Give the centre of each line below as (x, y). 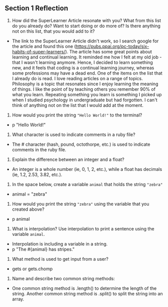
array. (18, 299)
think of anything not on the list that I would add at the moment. (78, 105)
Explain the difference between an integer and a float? (68, 159)
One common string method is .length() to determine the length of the (84, 288)
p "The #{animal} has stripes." (43, 249)
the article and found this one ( (44, 46)
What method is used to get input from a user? (60, 259)
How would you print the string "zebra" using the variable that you (80, 204)
